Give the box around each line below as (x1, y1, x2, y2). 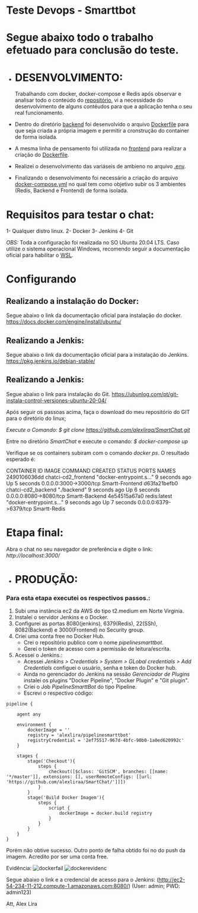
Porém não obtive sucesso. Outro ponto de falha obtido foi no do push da (6, 847, 186, 854)
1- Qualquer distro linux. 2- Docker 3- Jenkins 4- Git (6, 227, 133, 235)
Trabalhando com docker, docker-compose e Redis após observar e (14, 90, 182, 98)
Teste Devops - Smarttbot (6, 4, 136, 17)
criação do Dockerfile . (14, 151, 69, 158)
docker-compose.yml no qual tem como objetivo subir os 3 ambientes (14, 181, 186, 188)
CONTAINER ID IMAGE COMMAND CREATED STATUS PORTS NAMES (6, 467, 176, 474)
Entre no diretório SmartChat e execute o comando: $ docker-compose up (6, 438, 189, 445)
